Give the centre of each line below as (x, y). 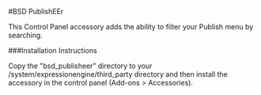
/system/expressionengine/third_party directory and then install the (118, 74)
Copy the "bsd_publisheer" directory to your (80, 66)
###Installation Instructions (53, 50)
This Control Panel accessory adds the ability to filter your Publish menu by (131, 27)
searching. (26, 35)
